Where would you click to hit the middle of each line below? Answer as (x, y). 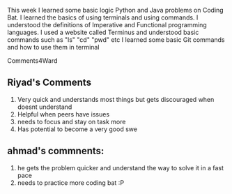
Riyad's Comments (49, 83)
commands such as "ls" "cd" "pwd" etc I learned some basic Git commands (116, 40)
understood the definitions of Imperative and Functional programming (107, 25)
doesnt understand (45, 107)
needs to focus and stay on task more (71, 121)
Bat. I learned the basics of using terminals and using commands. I (103, 17)
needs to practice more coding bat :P (70, 182)
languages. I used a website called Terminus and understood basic (103, 32)
